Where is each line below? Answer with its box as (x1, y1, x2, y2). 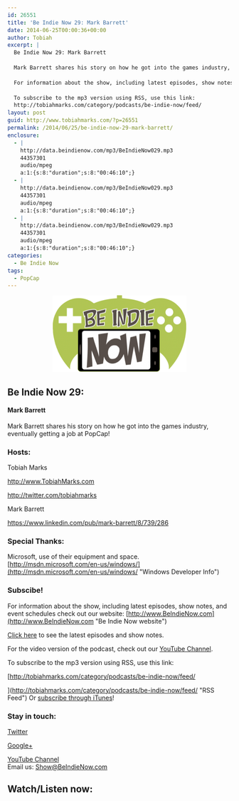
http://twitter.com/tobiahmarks (7, 491, 97, 500)
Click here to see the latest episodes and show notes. (7, 631, 164, 639)
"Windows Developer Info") (139, 567, 220, 577)
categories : (7, 252, 43, 259)
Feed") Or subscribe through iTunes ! (7, 693, 115, 702)
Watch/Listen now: (7, 783, 93, 795)
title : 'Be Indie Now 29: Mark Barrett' (7, 19, 129, 26)
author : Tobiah (7, 34, 53, 41)
